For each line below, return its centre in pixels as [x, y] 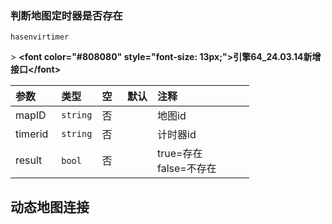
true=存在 [180, 154]
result [29, 160]
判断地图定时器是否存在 [66, 15]
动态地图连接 [50, 207]
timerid [32, 134]
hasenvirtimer [40, 37]
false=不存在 [187, 169]
